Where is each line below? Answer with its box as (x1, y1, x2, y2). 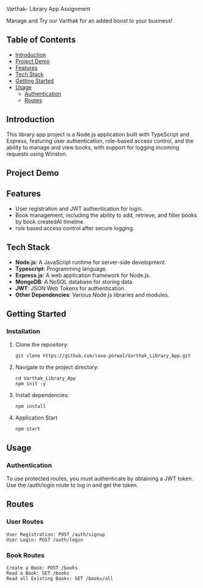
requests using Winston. (6, 150, 68, 157)
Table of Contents (6, 35, 76, 45)
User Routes (6, 518, 44, 526)
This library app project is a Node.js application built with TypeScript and (6, 130, 190, 138)
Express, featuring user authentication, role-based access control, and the (6, 137, 194, 145)
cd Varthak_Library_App (15, 375, 76, 382)
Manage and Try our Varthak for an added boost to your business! (6, 17, 173, 24)
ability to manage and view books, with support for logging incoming (6, 143, 179, 151)
